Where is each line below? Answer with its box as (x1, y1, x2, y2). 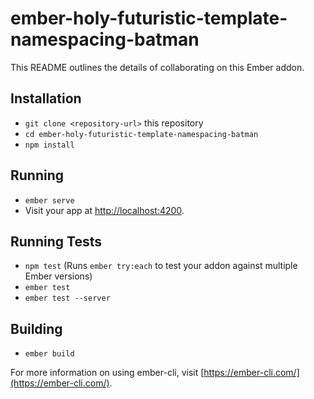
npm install (24, 140, 75, 150)
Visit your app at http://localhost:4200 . (24, 204, 185, 216)
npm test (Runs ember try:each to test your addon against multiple (24, 260, 298, 272)
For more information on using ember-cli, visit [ (10, 367, 205, 379)
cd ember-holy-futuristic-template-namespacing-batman (24, 129, 259, 139)
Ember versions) (24, 270, 93, 282)
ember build (24, 349, 75, 359)
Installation (10, 90, 82, 107)
